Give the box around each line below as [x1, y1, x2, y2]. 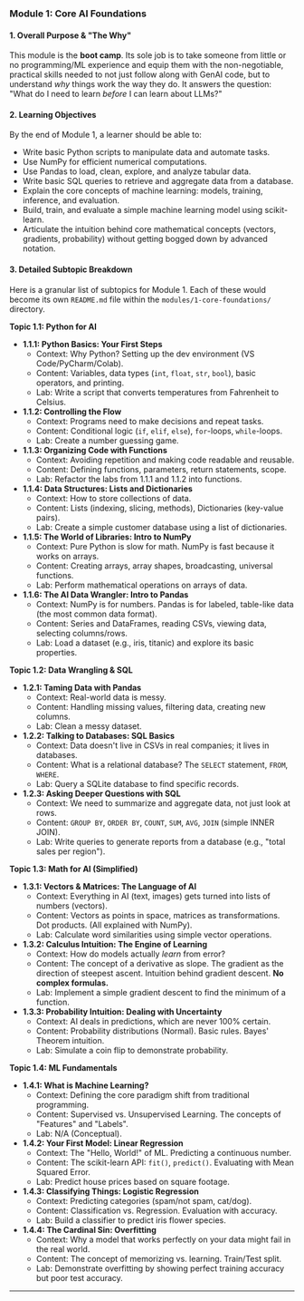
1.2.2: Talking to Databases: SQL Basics [22, 730, 175, 741]
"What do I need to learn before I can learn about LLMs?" [9, 89, 223, 100]
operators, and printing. [35, 377, 125, 388]
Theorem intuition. [35, 1034, 105, 1045]
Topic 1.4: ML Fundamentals [9, 1062, 118, 1073]
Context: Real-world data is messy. [35, 692, 167, 703]
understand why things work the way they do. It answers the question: [9, 79, 272, 90]
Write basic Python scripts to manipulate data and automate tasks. [22, 147, 271, 158]
